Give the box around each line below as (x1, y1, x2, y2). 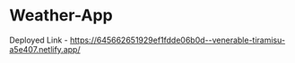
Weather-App (9, 5, 114, 26)
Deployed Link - (9, 35, 69, 45)
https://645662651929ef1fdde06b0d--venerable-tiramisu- (70, 35, 285, 45)
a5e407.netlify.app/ (9, 43, 81, 54)
